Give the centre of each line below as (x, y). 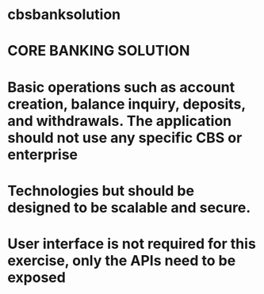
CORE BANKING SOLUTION (99, 51)
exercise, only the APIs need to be (122, 260)
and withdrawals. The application (120, 121)
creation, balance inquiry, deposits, (127, 104)
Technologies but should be (101, 191)
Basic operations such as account (121, 87)
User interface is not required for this (132, 244)
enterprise (43, 154)
